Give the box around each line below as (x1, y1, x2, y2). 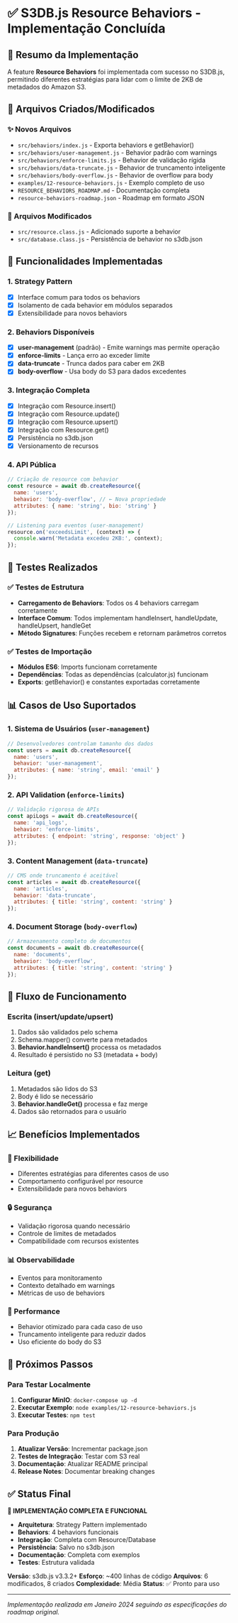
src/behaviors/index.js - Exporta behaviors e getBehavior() (17, 141, 195, 149)
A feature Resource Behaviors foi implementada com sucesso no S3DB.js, (7, 67, 225, 76)
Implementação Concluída (7, 21, 166, 37)
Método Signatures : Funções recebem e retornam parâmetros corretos (17, 628, 227, 637)
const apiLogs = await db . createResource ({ (7, 813, 138, 820)
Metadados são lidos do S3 (17, 1084, 98, 1093)
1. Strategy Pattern (7, 277, 73, 287)
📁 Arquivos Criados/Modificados (7, 103, 155, 115)
